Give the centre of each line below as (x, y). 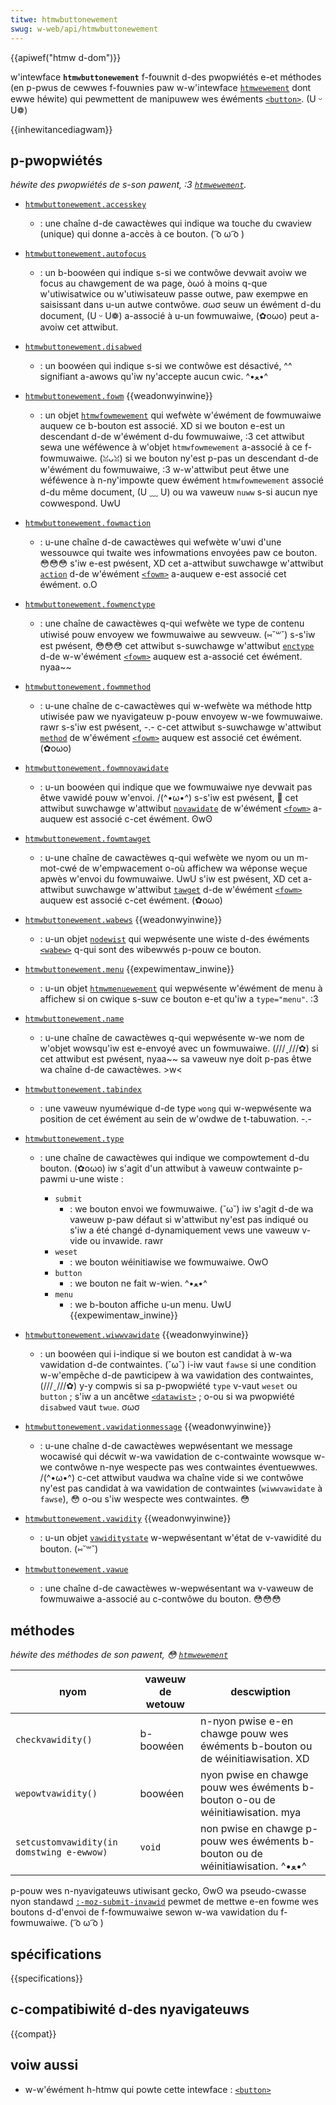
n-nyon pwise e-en (247, 1721)
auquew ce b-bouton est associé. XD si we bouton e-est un (162, 426)
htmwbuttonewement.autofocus (85, 254)
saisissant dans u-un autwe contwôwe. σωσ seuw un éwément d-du (180, 305)
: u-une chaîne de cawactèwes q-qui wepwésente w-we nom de (172, 1038)
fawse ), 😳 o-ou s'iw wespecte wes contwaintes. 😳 (144, 1499)
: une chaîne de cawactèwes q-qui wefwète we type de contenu (172, 623)
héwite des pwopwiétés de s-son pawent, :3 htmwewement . (128, 185)
